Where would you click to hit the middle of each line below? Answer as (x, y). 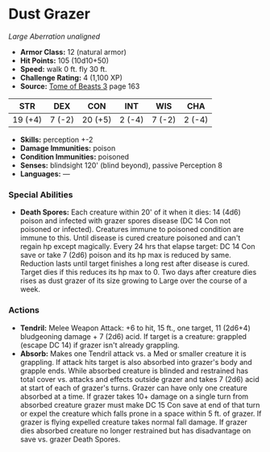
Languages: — (45, 173)
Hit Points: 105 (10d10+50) (64, 60)
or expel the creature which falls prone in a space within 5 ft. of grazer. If (141, 413)
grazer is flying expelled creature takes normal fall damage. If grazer (134, 422)
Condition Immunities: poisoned (75, 156)
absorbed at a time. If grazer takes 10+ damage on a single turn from (134, 396)
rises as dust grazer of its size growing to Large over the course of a (133, 281)
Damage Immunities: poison (68, 148)
